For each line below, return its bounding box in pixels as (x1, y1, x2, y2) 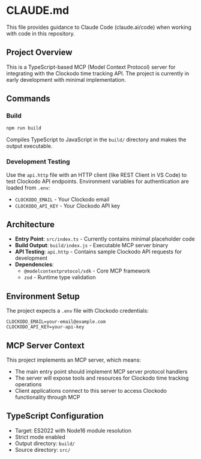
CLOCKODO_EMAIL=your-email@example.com (6, 319, 106, 325)
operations (14, 381, 42, 388)
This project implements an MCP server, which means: (6, 356, 141, 364)
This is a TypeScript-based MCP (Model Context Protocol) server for (6, 63, 176, 70)
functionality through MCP (14, 393, 80, 401)
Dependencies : (14, 261, 54, 268)
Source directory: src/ (14, 446, 71, 453)
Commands (6, 94, 51, 104)
